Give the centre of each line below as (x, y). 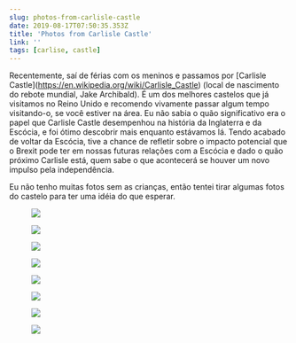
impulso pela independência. (62, 170)
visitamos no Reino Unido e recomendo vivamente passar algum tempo (140, 104)
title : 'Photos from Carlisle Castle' (81, 34)
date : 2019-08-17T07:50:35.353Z (69, 26)
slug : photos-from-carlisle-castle (75, 17)
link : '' (25, 42)
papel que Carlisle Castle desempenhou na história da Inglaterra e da (136, 123)
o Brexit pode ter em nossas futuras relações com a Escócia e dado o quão (146, 151)
